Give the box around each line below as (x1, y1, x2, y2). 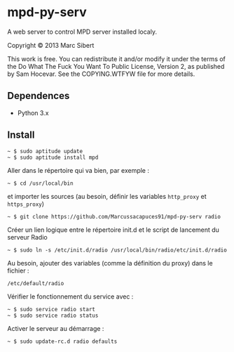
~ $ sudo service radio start (7, 306, 96, 313)
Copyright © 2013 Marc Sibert (7, 41, 95, 49)
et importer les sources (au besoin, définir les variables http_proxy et (7, 192, 207, 200)
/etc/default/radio (7, 280, 64, 287)
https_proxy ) (7, 200, 44, 208)
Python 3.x (17, 108, 49, 117)
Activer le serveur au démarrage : (7, 324, 104, 332)
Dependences (7, 90, 70, 102)
